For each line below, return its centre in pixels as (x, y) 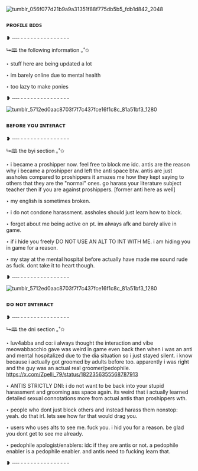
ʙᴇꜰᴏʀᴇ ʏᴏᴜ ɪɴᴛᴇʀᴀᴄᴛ (36, 125)
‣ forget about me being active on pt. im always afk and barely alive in (91, 224)
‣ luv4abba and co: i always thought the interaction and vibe (80, 343)
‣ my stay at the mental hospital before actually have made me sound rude (97, 259)
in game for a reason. (32, 247)
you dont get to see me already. (45, 433)
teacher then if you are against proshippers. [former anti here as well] (91, 189)
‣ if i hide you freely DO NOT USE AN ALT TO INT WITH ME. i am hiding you (98, 241)
